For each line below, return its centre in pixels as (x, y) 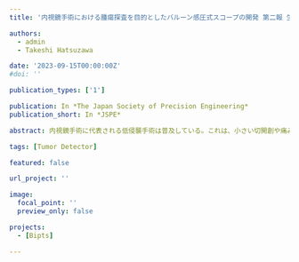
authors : (25, 33)
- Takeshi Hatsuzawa (55, 50)
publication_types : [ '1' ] (57, 91)
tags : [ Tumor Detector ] (53, 147)
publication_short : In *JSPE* (65, 115)
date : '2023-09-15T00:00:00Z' (65, 66)
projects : (28, 227)
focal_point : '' (47, 203)
